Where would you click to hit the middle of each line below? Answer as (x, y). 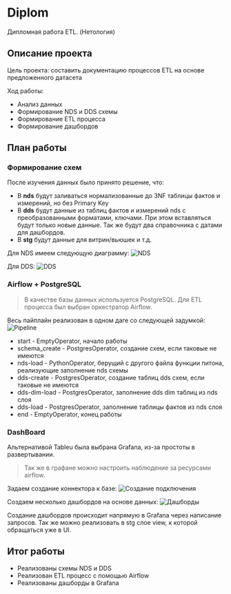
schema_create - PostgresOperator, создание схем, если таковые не (117, 348)
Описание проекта (50, 53)
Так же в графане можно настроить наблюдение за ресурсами (118, 468)
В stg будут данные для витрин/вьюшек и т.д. (84, 240)
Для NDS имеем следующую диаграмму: (68, 253)
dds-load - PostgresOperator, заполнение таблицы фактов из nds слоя (120, 407)
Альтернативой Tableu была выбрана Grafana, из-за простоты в (101, 447)
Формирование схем (44, 168)
